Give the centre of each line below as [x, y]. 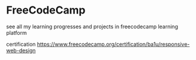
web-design [21, 50]
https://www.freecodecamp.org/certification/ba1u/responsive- [113, 44]
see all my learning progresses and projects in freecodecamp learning [92, 26]
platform [16, 32]
